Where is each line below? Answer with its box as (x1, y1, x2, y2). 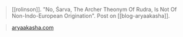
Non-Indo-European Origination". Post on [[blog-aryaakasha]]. (11, 12, 170, 19)
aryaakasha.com (11, 24, 54, 31)
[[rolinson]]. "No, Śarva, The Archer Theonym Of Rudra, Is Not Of (11, 6, 177, 13)
